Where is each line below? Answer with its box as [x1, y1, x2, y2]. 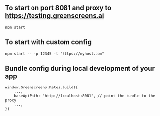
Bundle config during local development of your [5, 64, 155, 73]
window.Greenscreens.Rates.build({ [5, 85, 78, 90]
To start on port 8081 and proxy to [5, 4, 112, 12]
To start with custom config [5, 38, 92, 46]
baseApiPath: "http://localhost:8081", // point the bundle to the [14, 93, 155, 99]
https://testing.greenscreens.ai [5, 12, 104, 20]
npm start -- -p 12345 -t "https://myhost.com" [5, 51, 105, 56]
